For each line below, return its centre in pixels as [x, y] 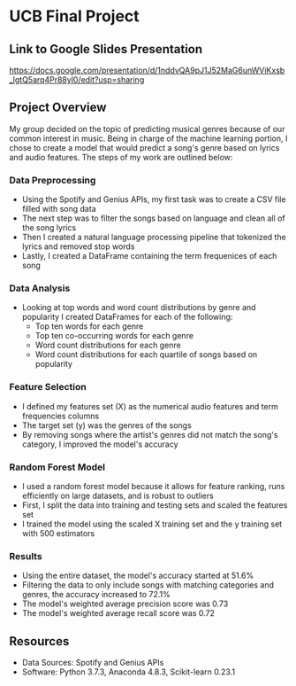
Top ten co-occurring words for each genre [114, 336]
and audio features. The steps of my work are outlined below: [121, 157]
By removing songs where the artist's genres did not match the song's [150, 434]
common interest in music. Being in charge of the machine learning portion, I [148, 138]
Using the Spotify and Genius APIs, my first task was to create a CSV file [154, 199]
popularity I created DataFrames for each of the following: [127, 317]
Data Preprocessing [53, 180]
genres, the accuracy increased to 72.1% [96, 595]
